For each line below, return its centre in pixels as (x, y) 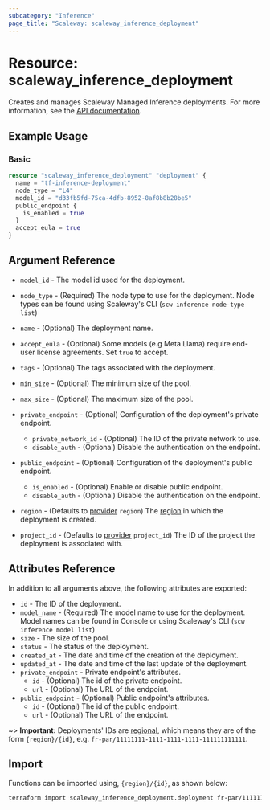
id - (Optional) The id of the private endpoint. (107, 681)
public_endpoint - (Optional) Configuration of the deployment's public (136, 462)
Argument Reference (62, 261)
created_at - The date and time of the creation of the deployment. (129, 655)
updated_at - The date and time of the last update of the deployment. (134, 663)
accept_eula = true (48, 228)
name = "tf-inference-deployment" (73, 183)
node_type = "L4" (45, 190)
